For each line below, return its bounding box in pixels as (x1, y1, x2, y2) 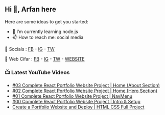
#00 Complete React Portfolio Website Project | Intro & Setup (12, 99, 141, 105)
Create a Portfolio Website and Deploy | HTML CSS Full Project (12, 104, 145, 110)
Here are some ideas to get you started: (5, 18, 89, 24)
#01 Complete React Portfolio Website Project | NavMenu (12, 93, 133, 99)
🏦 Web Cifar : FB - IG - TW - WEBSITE (5, 55, 85, 62)
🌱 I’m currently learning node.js (12, 28, 79, 35)
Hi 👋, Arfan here (5, 5, 57, 14)
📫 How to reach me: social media (12, 34, 84, 40)
